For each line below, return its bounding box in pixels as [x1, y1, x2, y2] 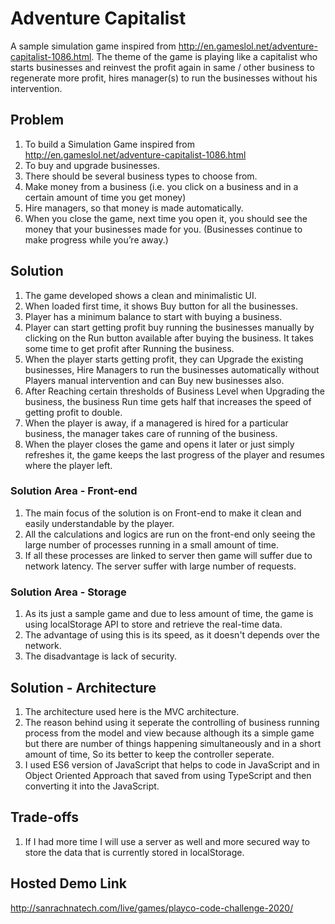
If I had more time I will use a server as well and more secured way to [24, 835, 310, 847]
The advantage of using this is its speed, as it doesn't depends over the [24, 629, 320, 641]
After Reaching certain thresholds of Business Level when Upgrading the [24, 385, 325, 397]
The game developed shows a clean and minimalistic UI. [24, 289, 257, 301]
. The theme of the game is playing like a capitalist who [91, 50, 318, 62]
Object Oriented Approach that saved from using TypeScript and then [24, 769, 312, 781]
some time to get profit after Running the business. [24, 342, 235, 354]
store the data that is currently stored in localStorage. [24, 846, 245, 858]
